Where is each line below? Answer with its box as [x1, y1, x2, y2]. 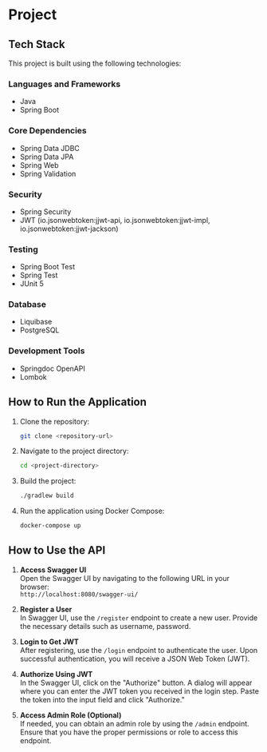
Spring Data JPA [19, 152, 74, 161]
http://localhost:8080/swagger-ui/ [19, 590, 139, 599]
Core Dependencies [8, 125, 88, 137]
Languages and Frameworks [8, 78, 121, 90]
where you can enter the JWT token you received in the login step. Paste [19, 686, 259, 696]
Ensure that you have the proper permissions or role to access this [19, 727, 238, 737]
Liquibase [19, 317, 53, 327]
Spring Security [19, 206, 72, 217]
